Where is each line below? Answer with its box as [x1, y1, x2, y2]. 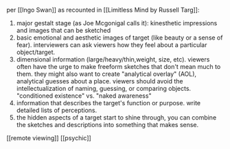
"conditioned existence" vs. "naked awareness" [16, 92, 152, 100]
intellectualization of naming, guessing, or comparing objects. [16, 85, 192, 92]
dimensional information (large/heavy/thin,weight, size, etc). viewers [16, 55, 210, 64]
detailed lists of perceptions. [16, 106, 97, 114]
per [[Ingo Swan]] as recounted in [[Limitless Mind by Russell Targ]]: [6, 6, 200, 14]
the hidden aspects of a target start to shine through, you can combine [16, 113, 217, 122]
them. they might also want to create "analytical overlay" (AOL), [16, 70, 197, 78]
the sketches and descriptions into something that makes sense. [16, 121, 199, 128]
